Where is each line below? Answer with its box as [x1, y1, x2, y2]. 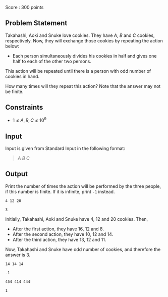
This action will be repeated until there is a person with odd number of [5, 68, 151, 74]
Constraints [5, 103, 43, 112]
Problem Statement [5, 19, 68, 27]
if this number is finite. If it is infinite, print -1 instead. [5, 188, 115, 194]
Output [5, 170, 28, 178]
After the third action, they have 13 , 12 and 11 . [12, 236, 106, 242]
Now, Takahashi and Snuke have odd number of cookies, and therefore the [5, 246, 161, 252]
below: [5, 43, 19, 49]
